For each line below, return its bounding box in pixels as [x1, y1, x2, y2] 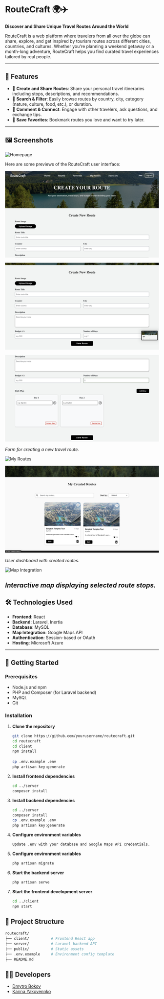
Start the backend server [12, 870, 64, 876]
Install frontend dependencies [12, 773, 75, 779]
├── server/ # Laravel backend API [5, 941, 97, 947]
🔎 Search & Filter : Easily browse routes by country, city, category [12, 96, 144, 102]
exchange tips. [12, 111, 42, 118]
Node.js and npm [12, 684, 47, 690]
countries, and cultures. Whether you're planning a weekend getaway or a [5, 43, 154, 49]
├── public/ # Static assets [5, 946, 84, 951]
